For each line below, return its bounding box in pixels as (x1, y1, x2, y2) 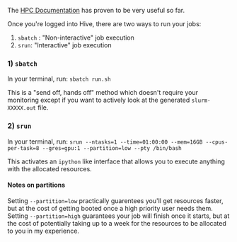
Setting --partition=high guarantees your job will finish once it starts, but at (7, 212, 230, 220)
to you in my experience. (7, 226, 80, 235)
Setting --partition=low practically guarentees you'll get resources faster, (7, 196, 224, 204)
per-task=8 (7, 144, 40, 151)
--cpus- (205, 138, 229, 146)
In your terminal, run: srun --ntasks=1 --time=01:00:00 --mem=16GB (7, 137, 203, 146)
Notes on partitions (7, 180, 66, 190)
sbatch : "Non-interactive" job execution (17, 33, 134, 42)
